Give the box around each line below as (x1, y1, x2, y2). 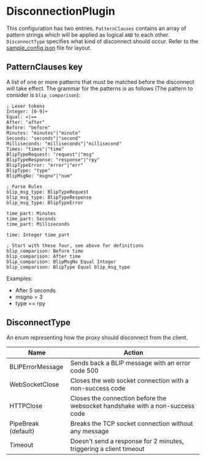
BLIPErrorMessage (9, 362, 64, 371)
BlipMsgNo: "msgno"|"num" (6, 173, 72, 179)
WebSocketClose (9, 380, 59, 389)
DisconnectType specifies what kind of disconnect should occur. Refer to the (6, 37, 199, 45)
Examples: (6, 275, 32, 282)
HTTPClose (9, 402, 43, 410)
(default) (9, 427, 35, 435)
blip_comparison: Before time (6, 248, 84, 254)
